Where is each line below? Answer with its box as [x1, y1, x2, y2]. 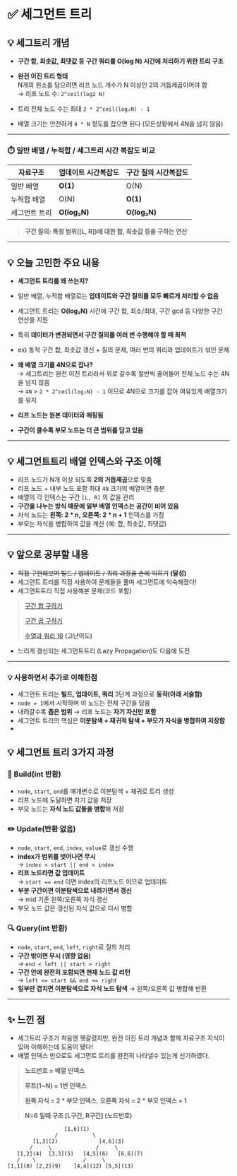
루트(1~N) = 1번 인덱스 [24, 1081, 87, 1090]
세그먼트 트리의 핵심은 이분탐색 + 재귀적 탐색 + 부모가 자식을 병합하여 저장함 [17, 716, 226, 725]
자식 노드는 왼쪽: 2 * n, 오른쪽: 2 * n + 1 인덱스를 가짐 [17, 510, 164, 519]
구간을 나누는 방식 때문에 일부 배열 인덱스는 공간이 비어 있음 [17, 501, 179, 510]
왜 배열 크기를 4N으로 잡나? [17, 361, 93, 369]
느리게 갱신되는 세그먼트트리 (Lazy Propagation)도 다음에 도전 [17, 646, 190, 655]
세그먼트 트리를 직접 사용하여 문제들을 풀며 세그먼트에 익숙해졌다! [17, 577, 197, 586]
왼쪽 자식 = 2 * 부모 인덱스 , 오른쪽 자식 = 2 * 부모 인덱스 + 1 [24, 1096, 187, 1105]
